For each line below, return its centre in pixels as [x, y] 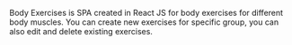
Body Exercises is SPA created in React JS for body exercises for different [146, 13]
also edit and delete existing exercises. [81, 31]
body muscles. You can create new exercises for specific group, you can [144, 22]
